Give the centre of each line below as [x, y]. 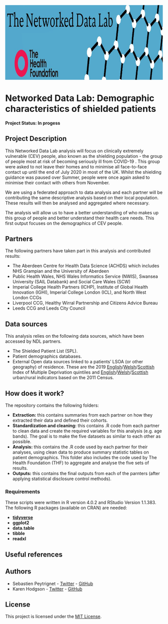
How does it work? [35, 393]
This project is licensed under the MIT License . [53, 617]
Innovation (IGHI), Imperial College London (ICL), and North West [79, 292]
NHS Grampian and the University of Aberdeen [60, 271]
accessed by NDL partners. [33, 341]
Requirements [23, 492]
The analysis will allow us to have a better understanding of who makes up [82, 212]
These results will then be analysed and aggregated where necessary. [77, 203]
